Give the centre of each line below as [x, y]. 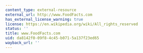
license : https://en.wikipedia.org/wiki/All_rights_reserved [72, 24]
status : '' [17, 29]
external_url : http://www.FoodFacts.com [49, 15]
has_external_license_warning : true [44, 19]
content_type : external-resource [41, 10]
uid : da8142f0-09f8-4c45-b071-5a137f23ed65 [52, 38]
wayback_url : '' [22, 43]
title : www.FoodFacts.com [33, 33]
